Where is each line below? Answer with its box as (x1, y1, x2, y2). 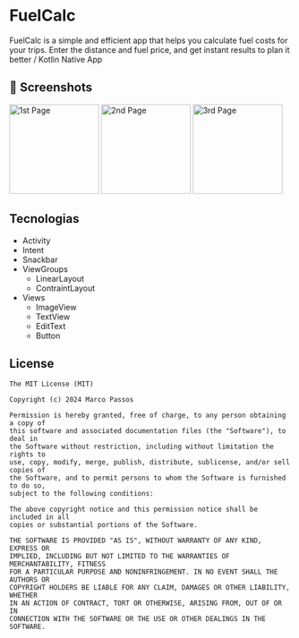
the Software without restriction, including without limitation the (9, 442, 275, 452)
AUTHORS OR (9, 575, 50, 584)
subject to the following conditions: (9, 489, 154, 498)
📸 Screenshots (9, 80, 93, 95)
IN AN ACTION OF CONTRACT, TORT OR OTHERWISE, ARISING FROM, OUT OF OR (9, 599, 282, 608)
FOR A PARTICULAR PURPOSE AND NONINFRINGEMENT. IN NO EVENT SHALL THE (9, 567, 278, 577)
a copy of (9, 419, 47, 428)
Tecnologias (9, 211, 80, 226)
